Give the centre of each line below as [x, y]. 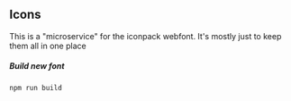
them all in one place [48, 46]
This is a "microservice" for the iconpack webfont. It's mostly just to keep [145, 36]
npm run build [36, 88]
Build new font [37, 66]
